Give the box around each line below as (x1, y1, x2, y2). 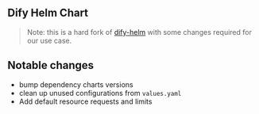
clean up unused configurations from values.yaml (18, 88, 182, 97)
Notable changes (7, 59, 95, 72)
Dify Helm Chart (7, 6, 89, 20)
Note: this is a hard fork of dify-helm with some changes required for (26, 27, 252, 36)
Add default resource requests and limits (18, 97, 153, 106)
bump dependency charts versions (18, 79, 133, 89)
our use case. (26, 36, 72, 45)
